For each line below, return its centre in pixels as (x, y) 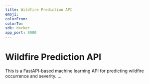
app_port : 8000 (21, 33)
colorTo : (14, 23)
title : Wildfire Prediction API (39, 10)
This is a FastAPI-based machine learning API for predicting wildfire (75, 71)
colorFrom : (16, 19)
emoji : (12, 14)
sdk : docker (17, 28)
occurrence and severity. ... (33, 76)
